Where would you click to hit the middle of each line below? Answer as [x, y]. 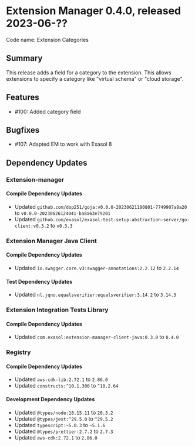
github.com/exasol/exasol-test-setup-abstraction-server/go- [113, 219]
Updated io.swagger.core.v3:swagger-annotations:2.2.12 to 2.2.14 [97, 268]
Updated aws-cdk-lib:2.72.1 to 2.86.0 [61, 379]
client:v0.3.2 [32, 226]
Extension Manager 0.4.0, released [93, 11]
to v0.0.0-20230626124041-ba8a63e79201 [62, 213]
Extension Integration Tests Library [57, 310]
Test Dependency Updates [39, 281]
